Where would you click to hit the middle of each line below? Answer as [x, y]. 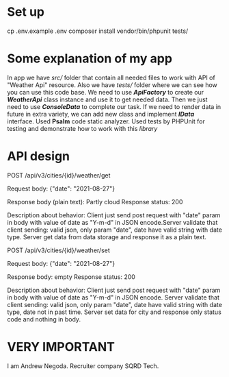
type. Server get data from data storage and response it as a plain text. [107, 236]
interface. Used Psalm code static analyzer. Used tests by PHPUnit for [106, 121]
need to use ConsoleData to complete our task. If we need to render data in [114, 106]
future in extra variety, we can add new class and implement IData [101, 114]
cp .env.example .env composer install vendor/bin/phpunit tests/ [98, 31]
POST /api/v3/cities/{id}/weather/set [59, 250]
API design [39, 157]
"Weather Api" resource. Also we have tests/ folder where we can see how [112, 85]
